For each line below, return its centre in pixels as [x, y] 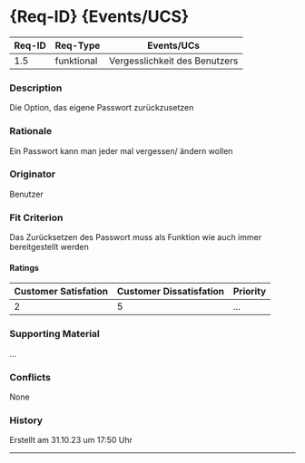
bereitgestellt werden [49, 247]
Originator [33, 174]
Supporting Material [54, 334]
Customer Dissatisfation [171, 292]
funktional [76, 61]
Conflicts [30, 377]
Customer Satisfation [61, 292]
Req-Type [78, 45]
